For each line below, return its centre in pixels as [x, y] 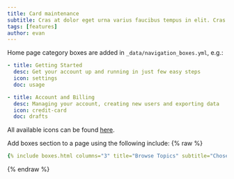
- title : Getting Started [45, 66]
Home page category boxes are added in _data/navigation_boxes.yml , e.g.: [116, 53]
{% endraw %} [29, 169]
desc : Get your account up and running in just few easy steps [107, 72]
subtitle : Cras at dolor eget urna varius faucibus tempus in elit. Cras [117, 20]
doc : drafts [31, 117]
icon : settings [36, 78]
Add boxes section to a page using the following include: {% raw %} [105, 144]
